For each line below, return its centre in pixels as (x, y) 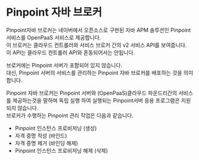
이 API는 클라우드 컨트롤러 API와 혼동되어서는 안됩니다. (70, 52)
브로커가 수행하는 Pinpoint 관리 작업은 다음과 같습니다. (70, 115)
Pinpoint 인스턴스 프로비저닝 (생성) (56, 128)
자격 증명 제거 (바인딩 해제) (46, 143)
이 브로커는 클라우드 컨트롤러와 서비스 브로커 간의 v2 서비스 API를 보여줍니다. (97, 45)
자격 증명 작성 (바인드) (41, 135)
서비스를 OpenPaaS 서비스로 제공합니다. (54, 37)
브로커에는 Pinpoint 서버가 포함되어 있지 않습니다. (64, 65)
